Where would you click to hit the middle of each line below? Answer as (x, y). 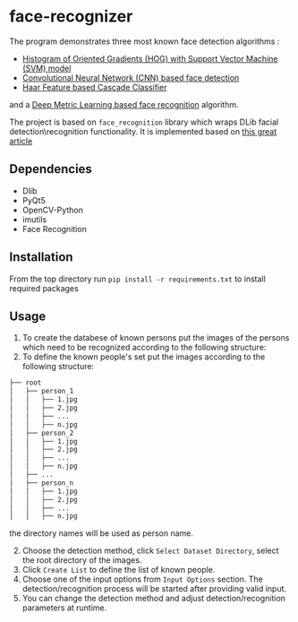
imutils (34, 219)
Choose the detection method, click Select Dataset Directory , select (150, 551)
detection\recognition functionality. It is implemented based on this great (143, 131)
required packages (44, 288)
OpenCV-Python (52, 210)
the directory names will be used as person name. (102, 533)
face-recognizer (71, 17)
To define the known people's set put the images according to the (144, 357)
